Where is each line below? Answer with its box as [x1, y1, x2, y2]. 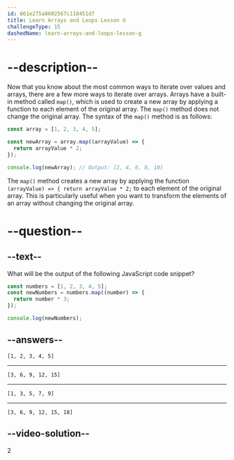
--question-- [7, 223, 83, 239]
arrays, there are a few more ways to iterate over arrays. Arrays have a [7, 90, 210, 98]
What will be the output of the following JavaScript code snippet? [7, 269, 195, 277]
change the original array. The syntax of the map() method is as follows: [7, 112, 212, 121]
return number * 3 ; [13, 296, 70, 303]
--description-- [7, 60, 99, 75]
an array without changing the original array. [7, 199, 134, 207]
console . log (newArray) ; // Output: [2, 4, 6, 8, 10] [7, 164, 164, 171]
